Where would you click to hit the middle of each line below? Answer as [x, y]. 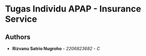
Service [21, 19]
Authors [18, 37]
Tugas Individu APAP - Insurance [73, 9]
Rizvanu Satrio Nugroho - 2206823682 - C [56, 49]
